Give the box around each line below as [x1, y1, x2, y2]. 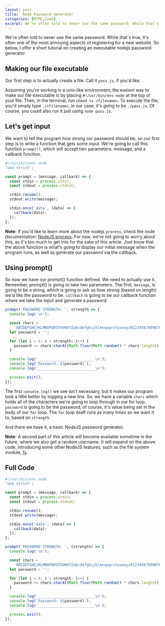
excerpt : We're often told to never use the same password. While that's [5, 21, 160, 26]
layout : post [5, 7, 32, 12]
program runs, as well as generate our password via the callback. [5, 249, 137, 255]
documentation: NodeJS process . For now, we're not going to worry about [5, 234, 156, 240]
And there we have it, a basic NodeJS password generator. [5, 424, 124, 430]
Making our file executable [5, 65, 89, 73]
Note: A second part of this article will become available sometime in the [5, 433, 152, 439]
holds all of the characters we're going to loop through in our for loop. [5, 399, 146, 405]
